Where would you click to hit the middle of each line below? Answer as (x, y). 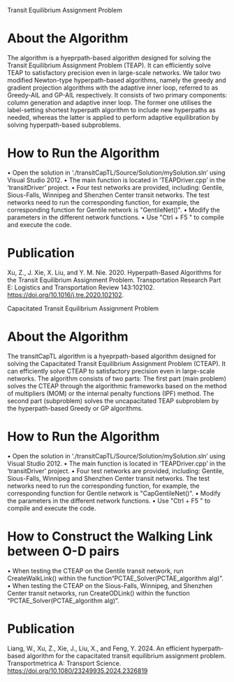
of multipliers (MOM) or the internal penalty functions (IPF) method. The (111, 393)
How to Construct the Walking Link (110, 536)
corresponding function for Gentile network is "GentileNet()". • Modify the (114, 210)
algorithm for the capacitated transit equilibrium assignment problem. (126, 655)
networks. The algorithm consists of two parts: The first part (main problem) (117, 378)
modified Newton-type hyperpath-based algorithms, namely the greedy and (117, 80)
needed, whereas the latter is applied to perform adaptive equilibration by (113, 117)
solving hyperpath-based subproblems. (64, 125)
